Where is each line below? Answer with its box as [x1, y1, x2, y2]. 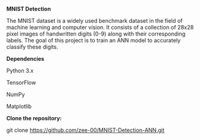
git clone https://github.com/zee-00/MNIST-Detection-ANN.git [6, 126, 164, 134]
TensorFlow [6, 79, 36, 86]
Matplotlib [6, 103, 32, 110]
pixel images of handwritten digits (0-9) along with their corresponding [6, 30, 186, 37]
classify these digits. [6, 43, 58, 50]
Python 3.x [6, 67, 34, 74]
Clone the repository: [6, 115, 62, 122]
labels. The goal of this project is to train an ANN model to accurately [6, 37, 181, 44]
